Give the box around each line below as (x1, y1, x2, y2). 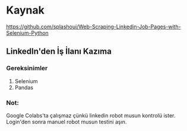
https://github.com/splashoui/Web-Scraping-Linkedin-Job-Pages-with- (6, 23, 181, 30)
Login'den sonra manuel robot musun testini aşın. (6, 118, 127, 125)
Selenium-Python (6, 29, 49, 36)
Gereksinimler (6, 64, 48, 73)
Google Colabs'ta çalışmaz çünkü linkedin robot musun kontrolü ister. (6, 112, 176, 119)
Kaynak (6, 4, 45, 17)
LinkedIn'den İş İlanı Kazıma (6, 47, 112, 57)
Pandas (14, 84, 34, 91)
